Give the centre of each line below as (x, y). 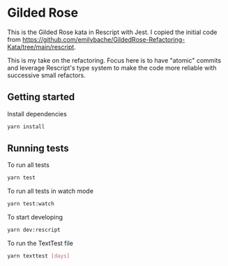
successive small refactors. (46, 75)
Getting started (41, 97)
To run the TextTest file (40, 243)
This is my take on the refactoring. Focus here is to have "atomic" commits (114, 60)
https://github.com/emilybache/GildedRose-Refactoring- (104, 39)
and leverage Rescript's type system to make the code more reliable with (112, 68)
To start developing (35, 217)
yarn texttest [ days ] (39, 256)
